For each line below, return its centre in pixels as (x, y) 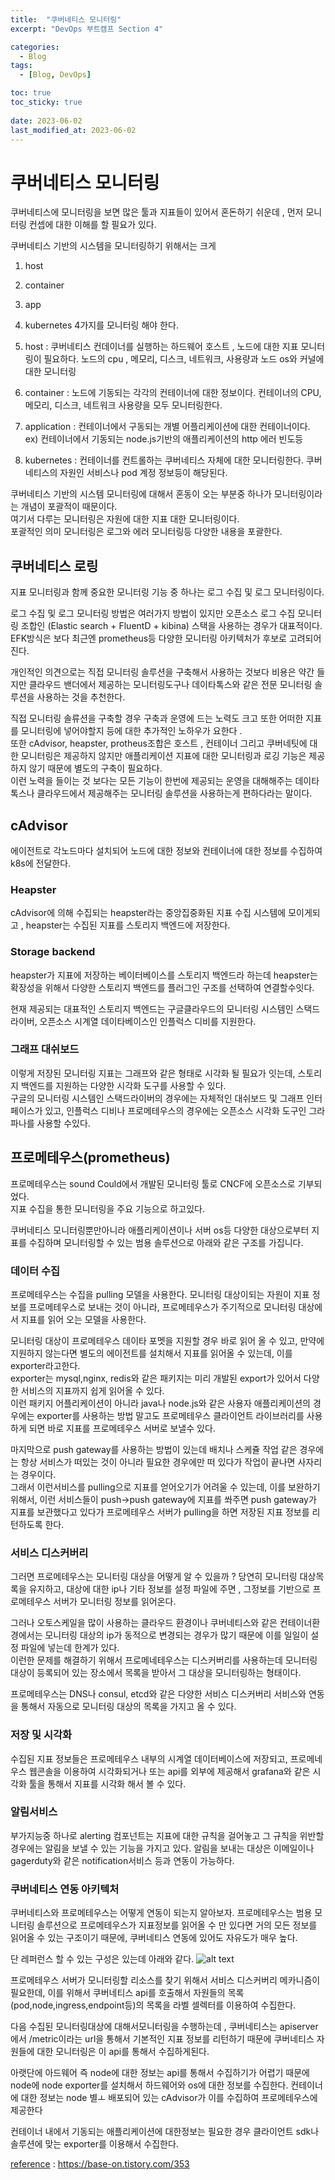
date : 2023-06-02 (46, 121)
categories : (35, 47)
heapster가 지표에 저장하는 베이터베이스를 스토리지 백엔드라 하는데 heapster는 (164, 975)
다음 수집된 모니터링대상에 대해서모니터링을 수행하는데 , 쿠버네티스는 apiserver (164, 2027)
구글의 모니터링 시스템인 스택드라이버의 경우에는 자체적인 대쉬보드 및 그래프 (157, 1098)
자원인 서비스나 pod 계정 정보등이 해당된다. (143, 473)
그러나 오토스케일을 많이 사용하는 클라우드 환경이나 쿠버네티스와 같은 (144, 1623)
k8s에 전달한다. (41, 863)
